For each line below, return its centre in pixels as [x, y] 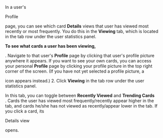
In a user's [16, 7]
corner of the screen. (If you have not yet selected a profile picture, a [75, 71]
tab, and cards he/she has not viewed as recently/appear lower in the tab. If [81, 106]
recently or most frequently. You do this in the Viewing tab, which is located [82, 31]
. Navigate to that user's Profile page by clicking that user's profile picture [80, 55]
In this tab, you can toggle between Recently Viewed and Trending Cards [80, 96]
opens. [12, 130]
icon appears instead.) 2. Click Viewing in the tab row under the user [75, 81]
